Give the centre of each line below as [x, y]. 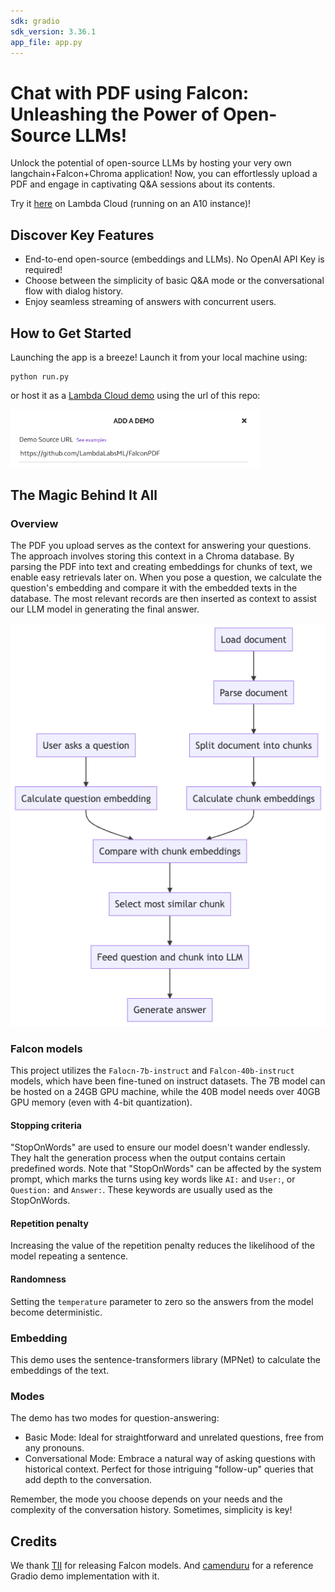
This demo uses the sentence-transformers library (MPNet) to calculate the [165, 1359]
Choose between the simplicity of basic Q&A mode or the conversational [174, 281]
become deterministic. [56, 1312]
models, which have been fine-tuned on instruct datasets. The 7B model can [168, 1081]
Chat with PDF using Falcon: [130, 92]
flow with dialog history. [74, 291]
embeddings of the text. [60, 1370]
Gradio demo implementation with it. [85, 1576]
